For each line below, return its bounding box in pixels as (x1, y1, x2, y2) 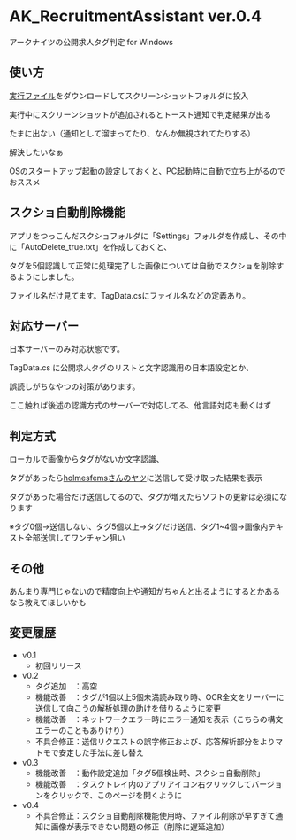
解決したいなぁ (9, 146, 64, 157)
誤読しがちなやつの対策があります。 (9, 381, 140, 392)
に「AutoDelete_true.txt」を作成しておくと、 (9, 241, 172, 252)
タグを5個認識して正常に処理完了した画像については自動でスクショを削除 (9, 260, 277, 271)
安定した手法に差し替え (58, 747, 144, 758)
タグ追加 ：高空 (34, 681, 98, 691)
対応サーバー (9, 318, 80, 333)
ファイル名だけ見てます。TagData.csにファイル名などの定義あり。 (9, 290, 250, 300)
